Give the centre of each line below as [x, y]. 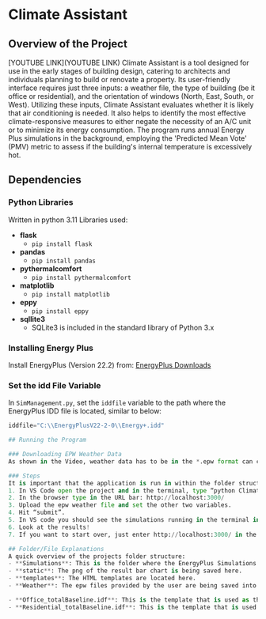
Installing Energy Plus [51, 348]
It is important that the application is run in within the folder [122, 483]
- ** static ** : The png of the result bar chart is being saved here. [125, 571]
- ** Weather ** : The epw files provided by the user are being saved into [133, 586]
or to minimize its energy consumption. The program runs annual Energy [126, 130]
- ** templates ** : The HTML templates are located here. [102, 579]
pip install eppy [60, 311]
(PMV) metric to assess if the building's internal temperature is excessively [130, 147]
